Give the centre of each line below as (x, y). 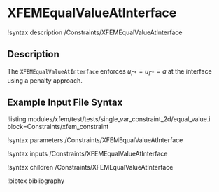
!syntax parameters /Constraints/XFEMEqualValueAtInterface (95, 140)
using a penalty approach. (45, 80)
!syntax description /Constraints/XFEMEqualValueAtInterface (95, 32)
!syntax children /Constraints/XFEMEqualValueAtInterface (90, 167)
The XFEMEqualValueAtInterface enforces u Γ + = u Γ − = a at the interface (109, 72)
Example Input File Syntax (65, 102)
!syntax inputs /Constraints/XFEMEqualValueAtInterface (87, 154)
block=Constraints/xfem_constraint (58, 127)
